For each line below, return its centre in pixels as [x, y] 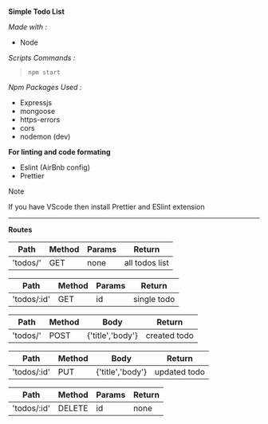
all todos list [146, 263]
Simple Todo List [37, 12]
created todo [169, 336]
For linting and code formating [59, 152]
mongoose [37, 111]
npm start [44, 73]
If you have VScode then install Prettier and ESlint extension [106, 207]
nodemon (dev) [45, 136]
